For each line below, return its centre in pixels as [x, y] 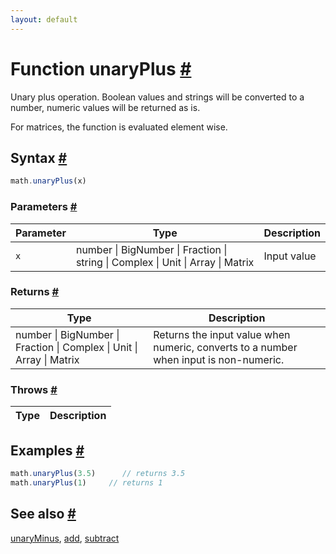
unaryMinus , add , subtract [65, 538]
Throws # [34, 389]
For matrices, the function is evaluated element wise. [119, 127]
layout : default [44, 19]
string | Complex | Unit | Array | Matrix [165, 262]
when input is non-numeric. [219, 359]
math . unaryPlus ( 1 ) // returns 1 [86, 482]
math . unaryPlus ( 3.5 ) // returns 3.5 [98, 473]
